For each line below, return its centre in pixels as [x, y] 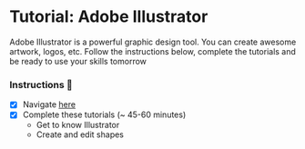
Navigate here [49, 104]
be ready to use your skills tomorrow [78, 61]
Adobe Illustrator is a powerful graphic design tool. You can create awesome [153, 42]
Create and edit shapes [80, 134]
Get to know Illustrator [78, 125]
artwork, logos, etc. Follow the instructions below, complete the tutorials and [152, 51]
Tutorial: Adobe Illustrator [109, 17]
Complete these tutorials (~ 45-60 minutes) [104, 114]
